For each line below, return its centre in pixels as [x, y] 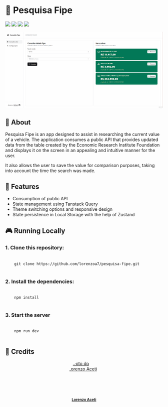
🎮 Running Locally [35, 231]
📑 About [18, 122]
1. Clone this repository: [34, 248]
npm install [26, 297]
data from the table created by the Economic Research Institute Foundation [82, 145]
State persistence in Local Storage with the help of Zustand [73, 214]
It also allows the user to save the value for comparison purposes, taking [80, 166]
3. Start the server [28, 315]
